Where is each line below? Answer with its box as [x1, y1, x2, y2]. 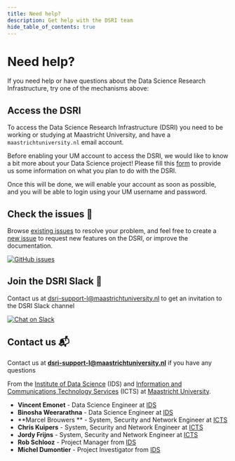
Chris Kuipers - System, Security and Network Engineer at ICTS [17, 422, 203, 432]
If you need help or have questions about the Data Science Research [7, 76, 206, 85]
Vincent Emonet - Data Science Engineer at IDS [17, 401, 156, 409]
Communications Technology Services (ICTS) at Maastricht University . [7, 387, 212, 395]
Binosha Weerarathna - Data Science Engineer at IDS [17, 408, 174, 416]
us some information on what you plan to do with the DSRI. [7, 166, 177, 175]
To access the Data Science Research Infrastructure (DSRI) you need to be [7, 123, 223, 132]
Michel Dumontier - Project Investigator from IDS [17, 445, 161, 453]
